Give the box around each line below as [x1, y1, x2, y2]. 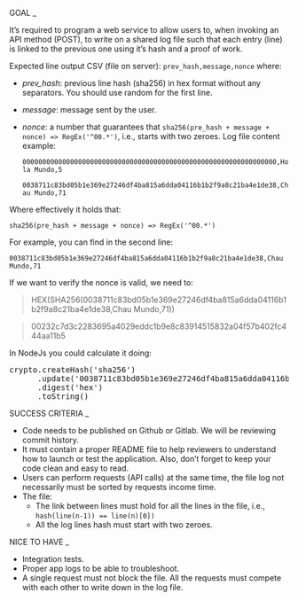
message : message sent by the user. [21, 105, 157, 114]
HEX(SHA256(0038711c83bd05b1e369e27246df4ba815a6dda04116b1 [30, 294, 286, 305]
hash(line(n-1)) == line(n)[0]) [35, 511, 155, 520]
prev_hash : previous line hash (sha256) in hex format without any [21, 78, 262, 88]
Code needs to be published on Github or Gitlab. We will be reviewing [21, 425, 277, 435]
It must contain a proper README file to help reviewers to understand [21, 444, 277, 455]
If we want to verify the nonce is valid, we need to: [9, 277, 193, 287]
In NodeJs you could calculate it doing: [9, 347, 153, 358]
